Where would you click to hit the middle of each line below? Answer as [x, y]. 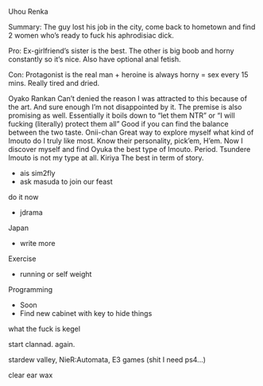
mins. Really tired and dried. [54, 83]
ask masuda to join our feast [66, 181]
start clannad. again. [42, 344]
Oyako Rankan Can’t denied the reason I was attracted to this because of [128, 98]
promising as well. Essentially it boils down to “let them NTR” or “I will [122, 115]
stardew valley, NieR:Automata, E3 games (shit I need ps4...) [107, 360]
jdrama [31, 212]
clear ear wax [31, 375]
